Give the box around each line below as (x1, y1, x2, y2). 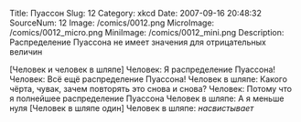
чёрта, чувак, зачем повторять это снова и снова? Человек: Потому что (9, 84, 293, 94)
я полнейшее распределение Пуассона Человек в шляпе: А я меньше (9, 93, 285, 104)
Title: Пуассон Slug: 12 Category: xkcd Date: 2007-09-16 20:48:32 (9, 8, 263, 18)
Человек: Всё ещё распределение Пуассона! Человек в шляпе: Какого (9, 74, 288, 85)
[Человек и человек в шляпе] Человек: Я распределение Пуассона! (9, 64, 276, 75)
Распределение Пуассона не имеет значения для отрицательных (9, 36, 267, 47)
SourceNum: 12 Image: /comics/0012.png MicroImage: (9, 17, 215, 28)
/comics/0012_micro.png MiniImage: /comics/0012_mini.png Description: (9, 27, 285, 37)
